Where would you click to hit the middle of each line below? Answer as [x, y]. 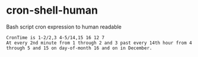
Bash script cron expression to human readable [64, 27]
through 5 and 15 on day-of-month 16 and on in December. [79, 48]
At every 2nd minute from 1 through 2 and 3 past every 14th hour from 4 [99, 43]
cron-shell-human [52, 10]
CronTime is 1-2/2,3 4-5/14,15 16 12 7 [55, 37]
